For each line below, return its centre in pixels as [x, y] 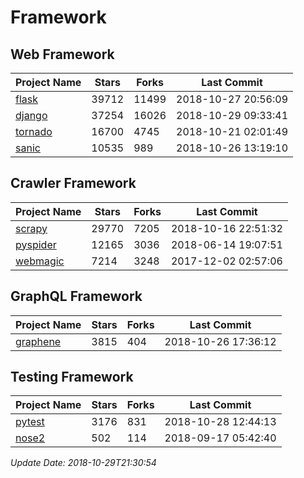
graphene [38, 341]
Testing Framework [72, 377]
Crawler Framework [73, 183]
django [31, 115]
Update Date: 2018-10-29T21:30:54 [83, 463]
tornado [34, 131]
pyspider [36, 244]
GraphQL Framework [76, 296]
